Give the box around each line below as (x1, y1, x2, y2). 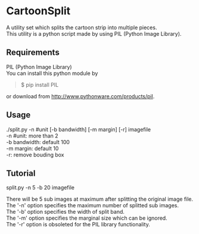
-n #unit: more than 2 (6, 132, 58, 139)
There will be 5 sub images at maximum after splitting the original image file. (6, 195, 194, 203)
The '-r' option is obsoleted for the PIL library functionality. (6, 221, 150, 228)
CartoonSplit (6, 4, 71, 18)
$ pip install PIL (20, 81, 59, 88)
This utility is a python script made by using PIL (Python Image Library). (6, 30, 182, 37)
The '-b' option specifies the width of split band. (6, 208, 125, 216)
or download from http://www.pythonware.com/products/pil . (6, 92, 155, 99)
